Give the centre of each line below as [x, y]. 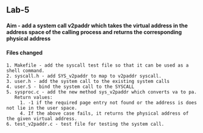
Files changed [25, 52]
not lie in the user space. [42, 108]
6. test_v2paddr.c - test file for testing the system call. [85, 124]
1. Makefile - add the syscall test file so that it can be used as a [98, 66]
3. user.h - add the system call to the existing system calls [88, 82]
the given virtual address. [42, 119]
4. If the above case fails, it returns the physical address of [104, 113]
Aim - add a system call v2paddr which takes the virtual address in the [97, 25]
